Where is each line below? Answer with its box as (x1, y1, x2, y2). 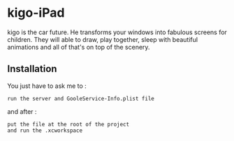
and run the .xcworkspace (7, 127, 82, 134)
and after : (7, 107, 37, 116)
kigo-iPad (7, 5, 65, 21)
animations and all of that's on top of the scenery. (7, 43, 150, 51)
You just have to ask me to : (7, 82, 87, 90)
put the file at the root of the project (7, 121, 130, 128)
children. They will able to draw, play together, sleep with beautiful (7, 35, 198, 43)
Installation (7, 63, 57, 75)
